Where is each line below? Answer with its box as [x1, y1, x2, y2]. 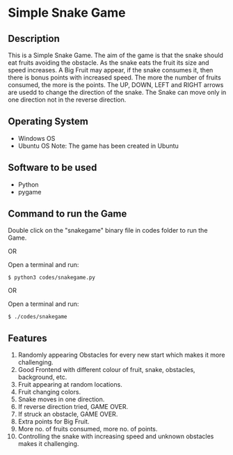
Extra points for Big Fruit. [17, 417, 90, 426]
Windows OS [17, 134, 56, 142]
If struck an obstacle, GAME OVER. [17, 410, 118, 419]
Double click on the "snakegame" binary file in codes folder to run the [8, 226, 208, 235]
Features [8, 332, 47, 344]
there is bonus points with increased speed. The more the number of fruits [8, 73, 221, 82]
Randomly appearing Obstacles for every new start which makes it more [17, 350, 225, 360]
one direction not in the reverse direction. [8, 95, 127, 104]
